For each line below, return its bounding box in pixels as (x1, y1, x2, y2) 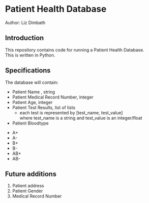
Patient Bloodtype (12, 120, 49, 126)
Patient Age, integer (12, 99, 53, 105)
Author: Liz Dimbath (5, 20, 46, 25)
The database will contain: (5, 79, 59, 85)
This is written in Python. (5, 52, 56, 58)
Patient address (12, 183, 44, 189)
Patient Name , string (12, 89, 55, 95)
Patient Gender (12, 188, 43, 194)
